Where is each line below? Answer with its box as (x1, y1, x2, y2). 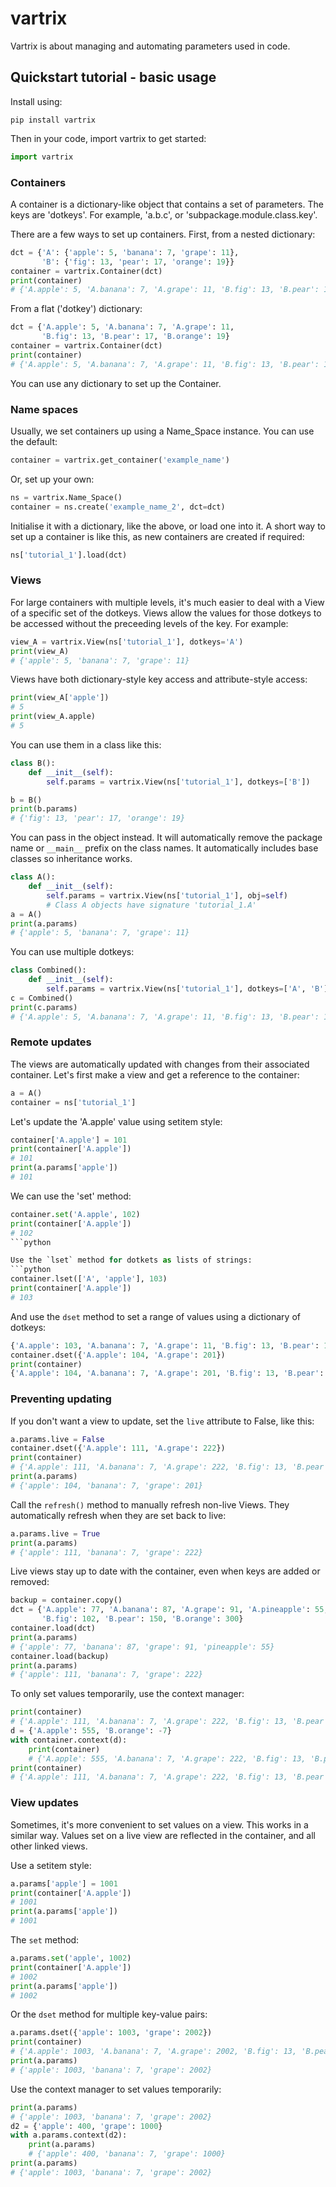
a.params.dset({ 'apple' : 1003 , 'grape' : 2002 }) (10, 2028, 213, 2038)
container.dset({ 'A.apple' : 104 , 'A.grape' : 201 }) (10, 1350, 226, 1360)
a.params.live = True (10, 1528, 101, 1539)
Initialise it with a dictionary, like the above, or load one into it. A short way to (10, 520, 326, 532)
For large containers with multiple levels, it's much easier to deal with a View (10, 596, 325, 608)
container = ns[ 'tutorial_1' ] (10, 1097, 137, 1107)
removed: (10, 1576, 50, 1588)
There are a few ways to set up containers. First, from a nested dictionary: (10, 228, 316, 240)
